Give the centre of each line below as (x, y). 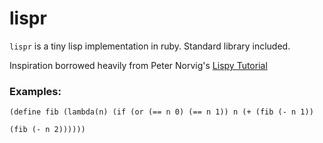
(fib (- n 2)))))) (47, 130)
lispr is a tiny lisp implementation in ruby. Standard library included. (150, 46)
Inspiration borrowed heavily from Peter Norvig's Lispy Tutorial (138, 65)
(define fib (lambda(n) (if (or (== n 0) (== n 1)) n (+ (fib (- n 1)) (161, 112)
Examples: (35, 91)
